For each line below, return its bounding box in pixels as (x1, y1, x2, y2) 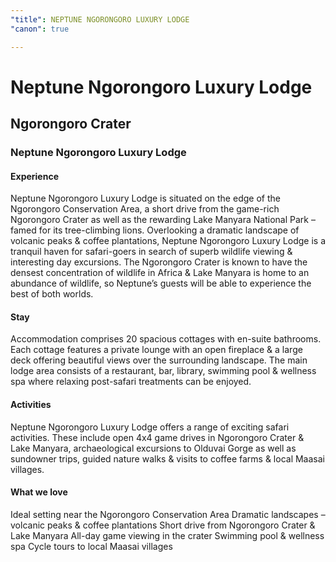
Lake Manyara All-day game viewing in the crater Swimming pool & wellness (10, 529, 325, 541)
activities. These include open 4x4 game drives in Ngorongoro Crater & (10, 431, 305, 443)
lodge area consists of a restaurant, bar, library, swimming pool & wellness (10, 365, 317, 377)
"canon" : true (10, 24, 70, 34)
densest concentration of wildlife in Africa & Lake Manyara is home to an (10, 267, 310, 279)
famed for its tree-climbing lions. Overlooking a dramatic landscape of (10, 224, 300, 236)
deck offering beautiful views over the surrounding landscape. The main (10, 354, 308, 366)
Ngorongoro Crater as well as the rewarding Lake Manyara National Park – (10, 214, 316, 226)
